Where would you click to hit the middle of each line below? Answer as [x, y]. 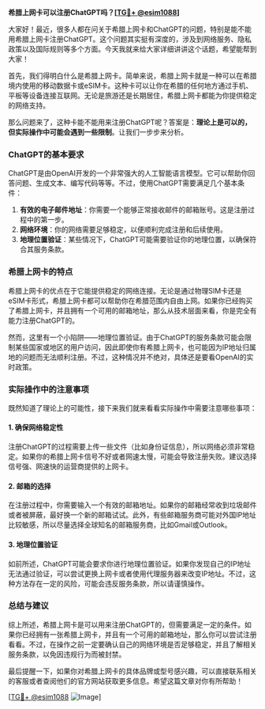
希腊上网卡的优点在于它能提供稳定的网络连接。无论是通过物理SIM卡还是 [125, 290]
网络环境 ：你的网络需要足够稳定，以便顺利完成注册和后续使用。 [123, 229]
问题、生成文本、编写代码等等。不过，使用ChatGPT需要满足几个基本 [126, 183]
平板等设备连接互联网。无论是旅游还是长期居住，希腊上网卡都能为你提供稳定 [132, 95]
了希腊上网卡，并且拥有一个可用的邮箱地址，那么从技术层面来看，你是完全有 [132, 310]
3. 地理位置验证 [33, 544]
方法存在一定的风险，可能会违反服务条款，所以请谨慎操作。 [112, 583]
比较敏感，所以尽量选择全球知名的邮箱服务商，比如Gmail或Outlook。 [120, 525]
